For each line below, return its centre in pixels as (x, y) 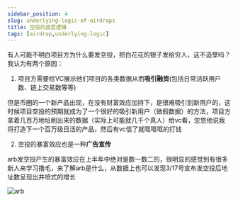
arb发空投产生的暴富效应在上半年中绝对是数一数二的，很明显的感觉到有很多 (118, 159)
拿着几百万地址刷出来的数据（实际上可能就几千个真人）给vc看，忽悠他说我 (116, 120)
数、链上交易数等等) (47, 88)
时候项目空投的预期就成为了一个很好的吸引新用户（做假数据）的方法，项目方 (119, 111)
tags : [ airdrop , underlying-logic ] (58, 34)
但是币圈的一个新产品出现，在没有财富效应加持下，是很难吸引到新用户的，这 (119, 103)
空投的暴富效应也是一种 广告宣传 (64, 144)
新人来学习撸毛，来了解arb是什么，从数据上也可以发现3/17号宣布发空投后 (114, 168)
